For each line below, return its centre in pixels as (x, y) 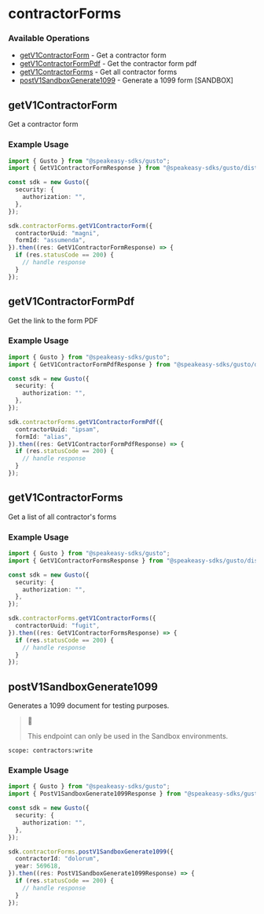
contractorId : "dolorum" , (58, 859)
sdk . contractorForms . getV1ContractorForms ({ (82, 618)
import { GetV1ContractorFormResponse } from (84, 168)
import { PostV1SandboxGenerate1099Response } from (94, 794)
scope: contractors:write (50, 751)
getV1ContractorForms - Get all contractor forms (98, 72)
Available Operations (49, 39)
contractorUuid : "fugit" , (58, 626)
